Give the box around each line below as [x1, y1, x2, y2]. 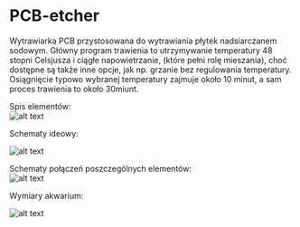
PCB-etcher [9, 5, 100, 26]
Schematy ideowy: [9, 128, 79, 138]
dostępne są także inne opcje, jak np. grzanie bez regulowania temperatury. [9, 64, 292, 75]
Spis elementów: [9, 100, 71, 111]
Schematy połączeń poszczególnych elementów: [9, 163, 192, 174]
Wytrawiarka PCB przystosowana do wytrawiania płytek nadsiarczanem [9, 35, 277, 46]
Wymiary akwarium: [9, 190, 84, 201]
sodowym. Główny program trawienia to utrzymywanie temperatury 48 [9, 44, 273, 55]
